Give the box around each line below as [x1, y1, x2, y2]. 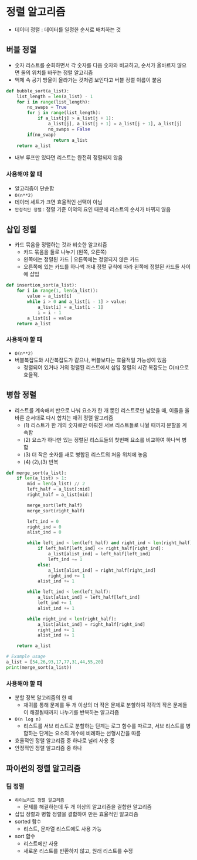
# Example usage [6, 654, 46, 659]
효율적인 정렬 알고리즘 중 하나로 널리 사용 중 [14, 737, 116, 744]
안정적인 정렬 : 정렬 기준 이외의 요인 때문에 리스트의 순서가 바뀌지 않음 [14, 205, 171, 212]
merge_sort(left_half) [27, 502, 83, 508]
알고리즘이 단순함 [14, 185, 55, 192]
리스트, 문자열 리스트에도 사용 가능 [23, 825, 102, 832]
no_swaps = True [27, 104, 67, 111]
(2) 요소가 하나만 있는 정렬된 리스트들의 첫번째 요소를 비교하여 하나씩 [23, 436, 181, 443]
